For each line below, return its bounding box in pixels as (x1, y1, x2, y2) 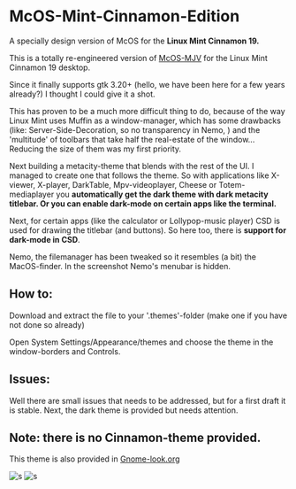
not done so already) (9, 319, 86, 330)
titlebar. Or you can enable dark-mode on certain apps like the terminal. (9, 198, 277, 209)
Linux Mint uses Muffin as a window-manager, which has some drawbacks (9, 115, 281, 126)
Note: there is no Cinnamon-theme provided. (9, 430, 262, 445)
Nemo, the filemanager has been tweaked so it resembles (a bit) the (9, 251, 257, 262)
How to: (9, 286, 53, 302)
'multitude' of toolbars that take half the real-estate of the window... (9, 134, 255, 144)
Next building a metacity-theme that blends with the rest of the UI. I (9, 160, 254, 171)
